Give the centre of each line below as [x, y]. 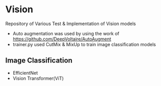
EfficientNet [25, 73]
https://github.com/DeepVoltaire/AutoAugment [62, 39]
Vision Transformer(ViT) [38, 78]
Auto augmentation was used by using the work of [66, 33]
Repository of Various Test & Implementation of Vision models [71, 24]
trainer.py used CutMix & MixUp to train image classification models [84, 44]
